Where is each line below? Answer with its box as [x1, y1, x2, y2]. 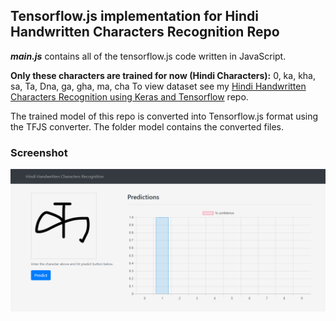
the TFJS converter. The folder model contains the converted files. [10, 120, 285, 133]
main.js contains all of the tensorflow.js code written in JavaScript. [10, 50, 287, 62]
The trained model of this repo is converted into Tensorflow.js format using [10, 110, 319, 122]
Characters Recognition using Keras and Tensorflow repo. [10, 90, 249, 103]
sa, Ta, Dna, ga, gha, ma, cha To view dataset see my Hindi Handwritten [10, 80, 307, 92]
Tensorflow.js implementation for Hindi [10, 8, 259, 25]
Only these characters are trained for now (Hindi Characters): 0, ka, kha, [10, 69, 316, 81]
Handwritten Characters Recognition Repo [10, 24, 280, 41]
